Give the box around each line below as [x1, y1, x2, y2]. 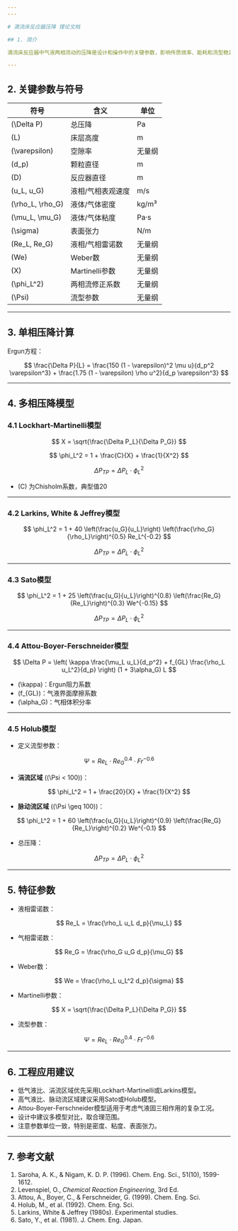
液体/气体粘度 [70, 213, 116, 223]
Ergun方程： [7, 346, 44, 355]
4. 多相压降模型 [7, 398, 74, 410]
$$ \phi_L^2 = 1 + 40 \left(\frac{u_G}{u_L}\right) [23, 525, 161, 533]
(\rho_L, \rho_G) [11, 199, 64, 209]
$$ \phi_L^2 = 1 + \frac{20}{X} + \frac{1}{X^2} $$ [47, 787, 191, 796]
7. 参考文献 [7, 1151, 55, 1163]
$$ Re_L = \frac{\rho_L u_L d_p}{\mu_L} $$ [55, 919, 183, 927]
